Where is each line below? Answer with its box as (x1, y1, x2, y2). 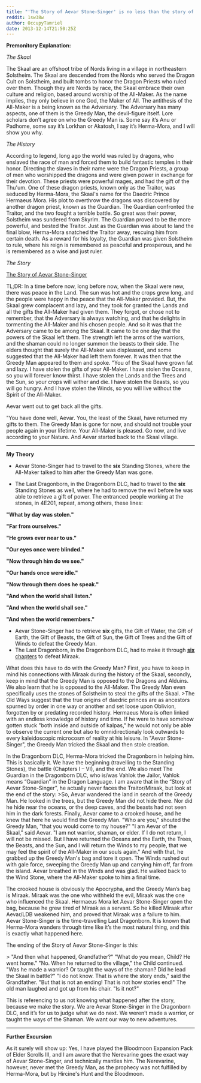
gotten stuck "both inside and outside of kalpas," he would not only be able (6, 722, 191, 729)
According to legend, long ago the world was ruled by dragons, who (6, 152, 174, 160)
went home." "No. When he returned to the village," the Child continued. (6, 959, 184, 967)
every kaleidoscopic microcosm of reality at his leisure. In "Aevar (6, 734, 166, 742)
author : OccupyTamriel (6, 20, 63, 26)
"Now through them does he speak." (6, 581, 99, 588)
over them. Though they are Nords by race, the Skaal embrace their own (6, 85, 185, 92)
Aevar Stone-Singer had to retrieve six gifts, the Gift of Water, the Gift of (14, 628, 193, 635)
